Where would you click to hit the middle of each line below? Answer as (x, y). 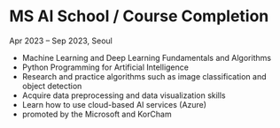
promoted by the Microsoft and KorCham (97, 114)
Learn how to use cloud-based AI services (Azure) (114, 104)
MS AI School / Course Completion (139, 16)
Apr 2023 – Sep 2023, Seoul (61, 41)
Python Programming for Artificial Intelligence (105, 67)
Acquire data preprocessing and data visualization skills (124, 95)
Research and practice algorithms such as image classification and (144, 76)
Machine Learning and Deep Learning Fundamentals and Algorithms (147, 57)
